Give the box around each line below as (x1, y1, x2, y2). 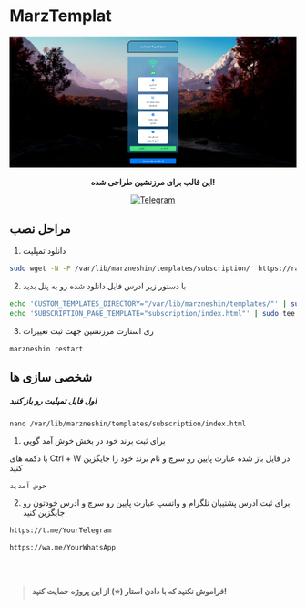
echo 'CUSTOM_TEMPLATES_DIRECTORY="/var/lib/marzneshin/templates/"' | (9, 299, 287, 309)
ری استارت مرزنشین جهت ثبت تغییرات (22, 325, 155, 336)
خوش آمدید (9, 481, 47, 490)
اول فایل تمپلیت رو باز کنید (9, 394, 97, 406)
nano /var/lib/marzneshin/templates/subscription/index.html (9, 419, 247, 428)
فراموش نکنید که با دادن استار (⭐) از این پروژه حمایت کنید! (31, 586, 228, 597)
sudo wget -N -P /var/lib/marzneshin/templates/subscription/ (9, 264, 250, 274)
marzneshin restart (9, 344, 84, 353)
